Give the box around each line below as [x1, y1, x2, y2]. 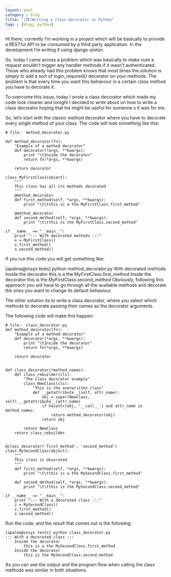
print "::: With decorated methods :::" [14, 233, 102, 238]
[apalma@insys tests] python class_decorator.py [5, 530, 111, 535]
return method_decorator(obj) [51, 412, 115, 418]
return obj [41, 417, 65, 422]
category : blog [5, 12, 40, 17]
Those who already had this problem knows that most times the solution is [5, 68, 162, 74]
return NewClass [23, 426, 58, 431]
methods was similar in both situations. [5, 567, 88, 573]
